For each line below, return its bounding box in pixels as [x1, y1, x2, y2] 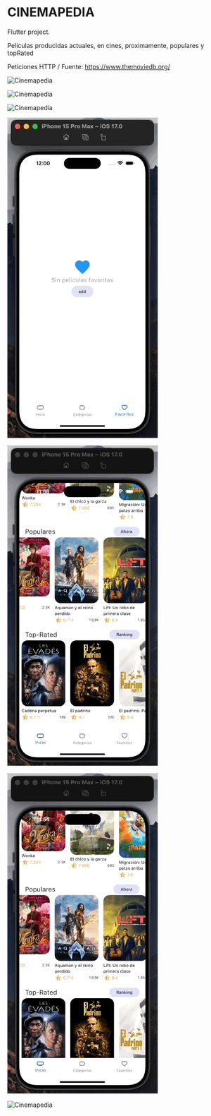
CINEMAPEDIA [7, 4, 95, 20]
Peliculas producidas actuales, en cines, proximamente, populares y [7, 41, 205, 49]
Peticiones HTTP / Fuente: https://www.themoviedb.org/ [7, 62, 170, 71]
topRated [7, 49, 34, 57]
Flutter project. [7, 28, 51, 36]
